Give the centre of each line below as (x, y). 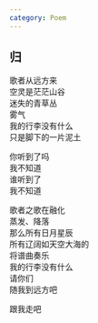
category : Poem (38, 18)
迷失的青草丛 (33, 103)
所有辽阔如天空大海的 (49, 244)
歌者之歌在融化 (37, 210)
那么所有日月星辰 (41, 233)
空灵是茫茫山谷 (37, 92)
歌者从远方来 (33, 81)
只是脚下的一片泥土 (45, 137)
